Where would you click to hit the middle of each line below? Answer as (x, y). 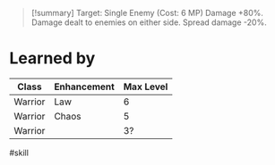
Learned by (52, 58)
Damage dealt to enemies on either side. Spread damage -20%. (149, 22)
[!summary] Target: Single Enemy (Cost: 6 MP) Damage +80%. (147, 13)
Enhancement (84, 87)
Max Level (146, 87)
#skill (19, 153)
